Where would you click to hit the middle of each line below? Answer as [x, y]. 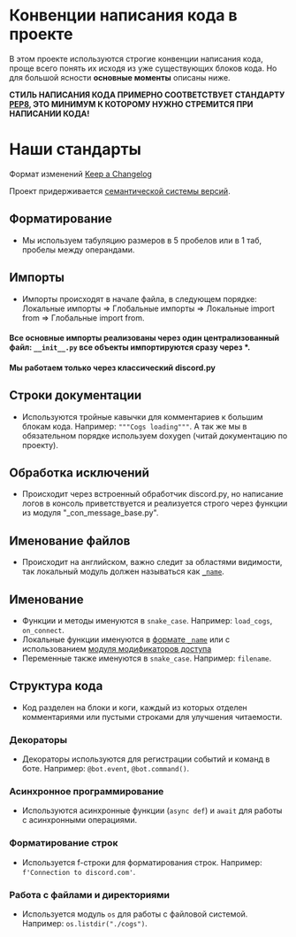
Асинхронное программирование [87, 791]
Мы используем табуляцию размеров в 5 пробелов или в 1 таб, [142, 240]
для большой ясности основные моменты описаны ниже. [120, 77]
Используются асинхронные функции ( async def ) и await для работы [152, 810]
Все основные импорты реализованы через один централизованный [144, 338]
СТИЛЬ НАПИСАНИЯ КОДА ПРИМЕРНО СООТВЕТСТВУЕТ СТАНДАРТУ [147, 95]
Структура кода [56, 686]
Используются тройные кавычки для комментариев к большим [142, 416]
